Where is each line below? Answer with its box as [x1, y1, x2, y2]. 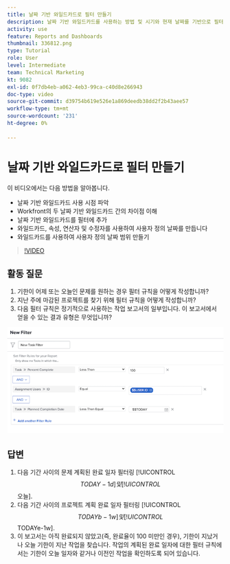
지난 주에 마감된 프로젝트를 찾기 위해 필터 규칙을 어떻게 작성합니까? [16, 296, 196, 304]
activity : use [7, 25, 48, 32]
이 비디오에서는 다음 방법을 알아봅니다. [7, 183, 110, 192]
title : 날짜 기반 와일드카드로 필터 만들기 [7, 11, 112, 18]
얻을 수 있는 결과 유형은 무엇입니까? [16, 313, 112, 322]
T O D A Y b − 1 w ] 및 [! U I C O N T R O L [78, 512, 163, 521]
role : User [7, 55, 38, 62]
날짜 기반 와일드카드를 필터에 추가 [16, 215, 108, 223]
